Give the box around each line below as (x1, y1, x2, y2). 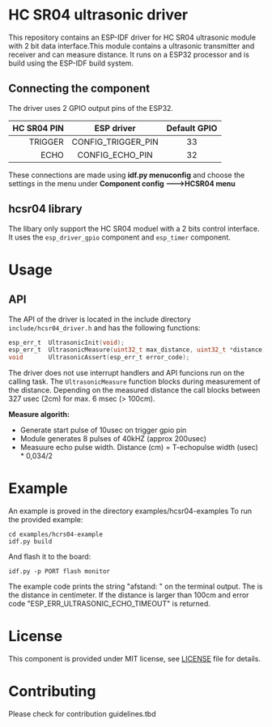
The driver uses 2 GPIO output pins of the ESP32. (8, 103, 174, 113)
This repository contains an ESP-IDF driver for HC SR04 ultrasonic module (8, 32, 257, 42)
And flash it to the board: (8, 552, 91, 562)
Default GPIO (166, 122, 218, 134)
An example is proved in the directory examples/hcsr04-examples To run (8, 506, 253, 516)
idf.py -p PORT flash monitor (8, 568, 111, 576)
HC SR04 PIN (12, 122, 65, 134)
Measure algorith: (8, 410, 70, 419)
